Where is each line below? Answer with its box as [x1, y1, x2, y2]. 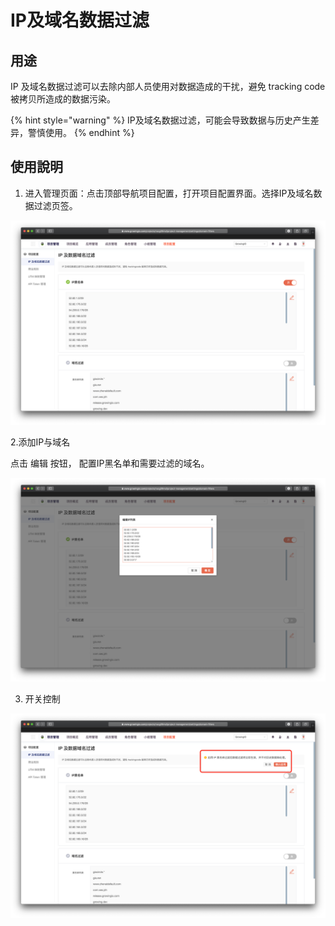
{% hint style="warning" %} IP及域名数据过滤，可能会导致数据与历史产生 [10, 114, 311, 126]
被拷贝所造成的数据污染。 [10, 93, 116, 105]
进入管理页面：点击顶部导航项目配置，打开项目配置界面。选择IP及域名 [24, 187, 314, 199]
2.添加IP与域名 [10, 436, 71, 448]
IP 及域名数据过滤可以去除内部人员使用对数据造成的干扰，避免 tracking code [10, 81, 326, 92]
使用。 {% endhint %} [44, 127, 135, 138]
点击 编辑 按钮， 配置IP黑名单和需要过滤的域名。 [10, 457, 210, 469]
